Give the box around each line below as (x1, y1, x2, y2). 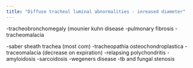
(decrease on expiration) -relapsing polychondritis (42, 48, 166, 56)
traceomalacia (6, 48, 41, 56)
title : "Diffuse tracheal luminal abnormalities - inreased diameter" (6, 8, 186, 15)
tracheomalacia (6, 31, 45, 38)
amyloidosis (6, 55, 36, 62)
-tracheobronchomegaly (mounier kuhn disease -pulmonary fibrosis (6, 25, 174, 32)
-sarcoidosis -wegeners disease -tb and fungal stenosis (36, 55, 175, 62)
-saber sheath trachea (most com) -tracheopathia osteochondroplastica (6, 43, 184, 50)
